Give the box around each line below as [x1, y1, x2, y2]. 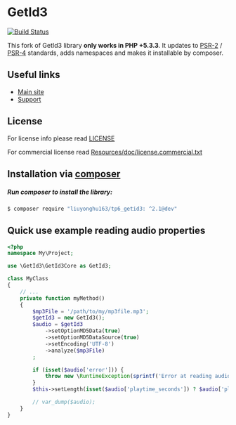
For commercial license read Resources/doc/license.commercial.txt [7, 148, 202, 156]
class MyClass [7, 275, 49, 282]
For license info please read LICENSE [7, 134, 115, 143]
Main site [17, 87, 44, 96]
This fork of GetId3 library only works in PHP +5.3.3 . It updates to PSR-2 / [7, 41, 223, 49]
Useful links [7, 69, 61, 81]
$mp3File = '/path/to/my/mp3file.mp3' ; [32, 308, 150, 315]
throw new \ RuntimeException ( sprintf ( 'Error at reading [44, 373, 212, 380]
